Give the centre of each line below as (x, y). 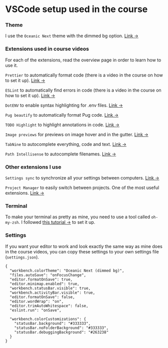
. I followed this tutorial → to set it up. (57, 222)
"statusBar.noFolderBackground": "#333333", (61, 328)
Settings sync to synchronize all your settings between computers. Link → (82, 178)
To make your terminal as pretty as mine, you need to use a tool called (78, 217)
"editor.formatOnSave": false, (42, 297)
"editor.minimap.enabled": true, (45, 284)
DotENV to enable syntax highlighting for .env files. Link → (64, 105)
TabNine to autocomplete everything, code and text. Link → (66, 144)
